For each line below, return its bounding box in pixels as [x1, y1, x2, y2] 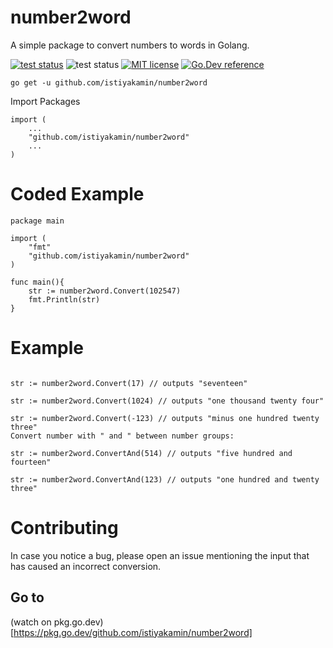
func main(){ [10, 277, 65, 287]
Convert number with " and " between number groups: [10, 431, 235, 441]
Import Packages [10, 95, 81, 107]
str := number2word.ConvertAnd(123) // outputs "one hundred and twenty [10, 474, 320, 485]
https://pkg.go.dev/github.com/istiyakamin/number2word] [13, 626, 253, 638]
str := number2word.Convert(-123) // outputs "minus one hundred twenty [10, 413, 320, 423]
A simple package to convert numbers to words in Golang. [10, 39, 250, 51]
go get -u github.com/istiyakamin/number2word [10, 77, 208, 88]
